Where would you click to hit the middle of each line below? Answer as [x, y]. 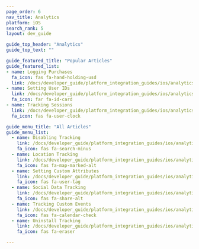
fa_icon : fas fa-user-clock [46, 116]
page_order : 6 [24, 12]
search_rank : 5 [25, 28]
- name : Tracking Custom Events [52, 204]
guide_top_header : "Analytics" [45, 45]
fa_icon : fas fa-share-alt [50, 198]
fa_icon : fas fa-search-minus [54, 149]
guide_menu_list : [28, 132]
